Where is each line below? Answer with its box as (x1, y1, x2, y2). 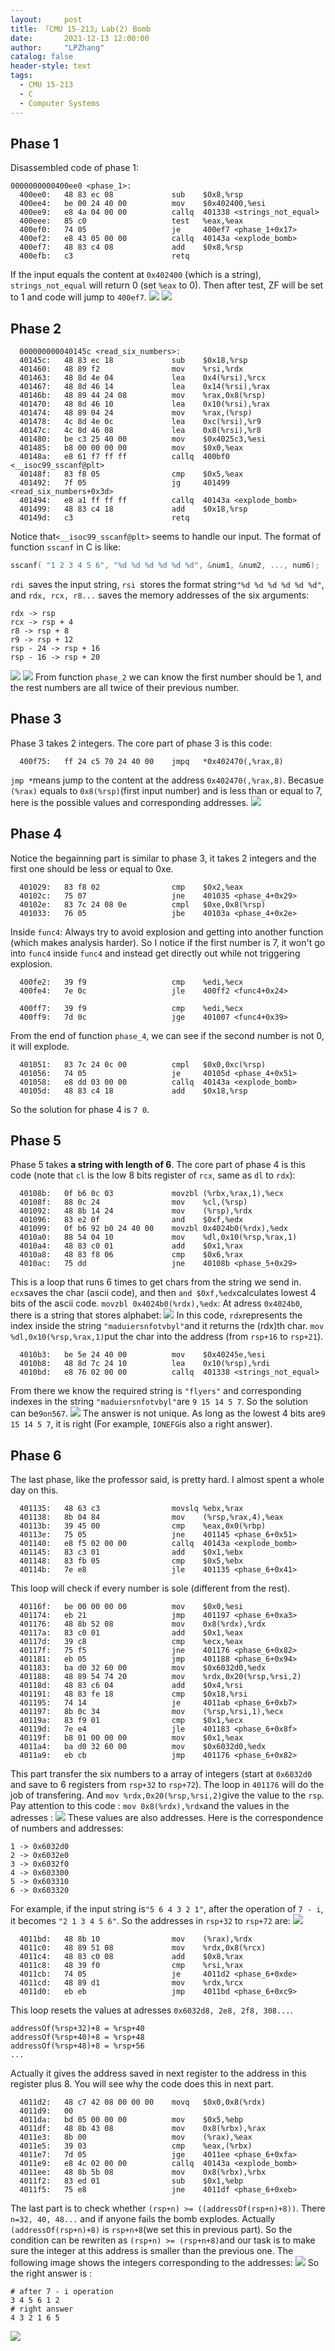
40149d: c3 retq (19, 513, 190, 523)
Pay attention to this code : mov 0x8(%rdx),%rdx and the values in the (10, 1800, 290, 1812)
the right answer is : (10, 2267, 92, 2280)
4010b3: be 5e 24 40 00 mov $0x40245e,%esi (19, 1350, 267, 1360)
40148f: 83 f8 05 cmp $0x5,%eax (19, 469, 244, 480)
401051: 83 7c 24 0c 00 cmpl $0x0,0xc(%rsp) (19, 1059, 267, 1070)
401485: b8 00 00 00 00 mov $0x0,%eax (19, 443, 244, 453)
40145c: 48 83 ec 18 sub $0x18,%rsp (19, 356, 248, 366)
